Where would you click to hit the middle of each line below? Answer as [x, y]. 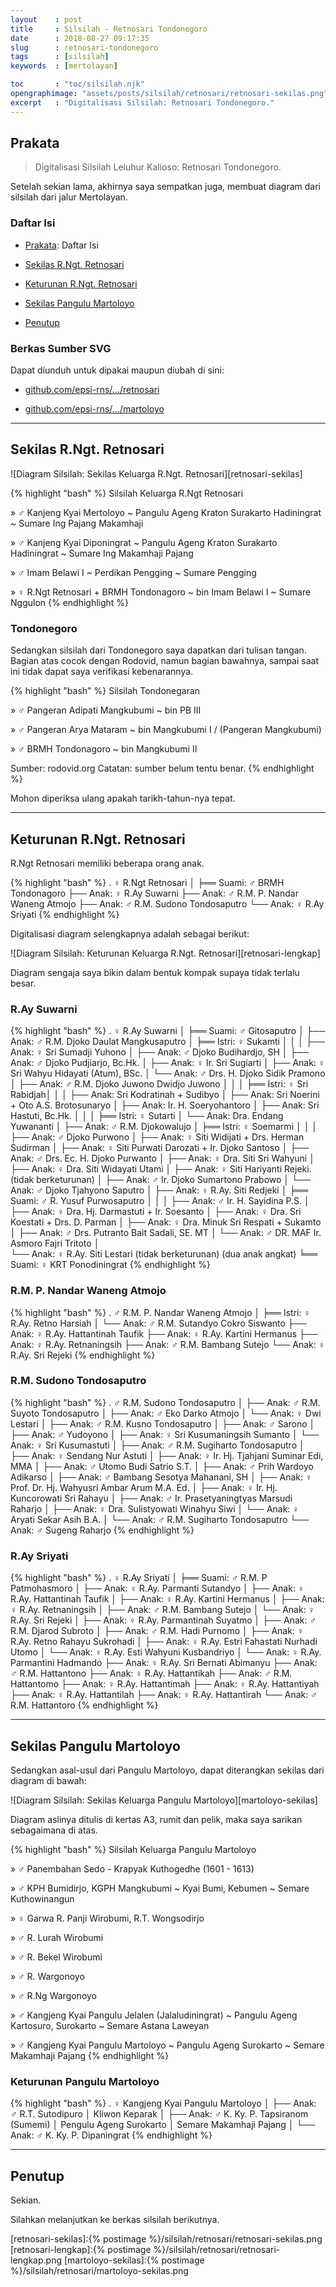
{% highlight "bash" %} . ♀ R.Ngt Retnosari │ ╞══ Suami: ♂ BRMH [147, 882]
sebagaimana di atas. [54, 1830]
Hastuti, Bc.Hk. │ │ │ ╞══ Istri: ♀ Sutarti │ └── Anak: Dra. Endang [147, 1116]
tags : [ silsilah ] [60, 57]
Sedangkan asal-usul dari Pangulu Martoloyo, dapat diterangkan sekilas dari [167, 1770]
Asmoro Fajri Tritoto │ [55, 1243]
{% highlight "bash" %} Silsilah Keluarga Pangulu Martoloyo [133, 1849]
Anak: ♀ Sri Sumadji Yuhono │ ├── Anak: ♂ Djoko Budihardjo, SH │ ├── [160, 1052]
